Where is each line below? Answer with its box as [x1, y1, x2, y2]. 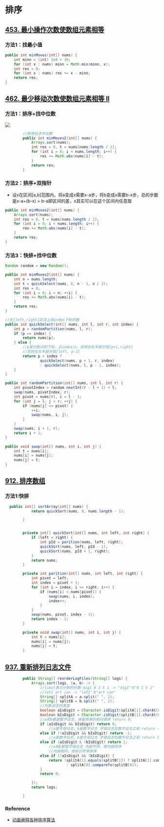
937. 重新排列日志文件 [5, 663, 72, 671]
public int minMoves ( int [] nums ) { [5, 52, 78, 58]
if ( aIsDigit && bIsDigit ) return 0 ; [40, 721, 117, 726]
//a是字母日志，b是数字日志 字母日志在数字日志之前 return [48, 726, 155, 731]
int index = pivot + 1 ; [31, 580, 80, 585]
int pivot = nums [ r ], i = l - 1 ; [14, 394, 82, 399]
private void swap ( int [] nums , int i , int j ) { [22, 630, 121, 635]
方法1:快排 [5, 493, 29, 500]
